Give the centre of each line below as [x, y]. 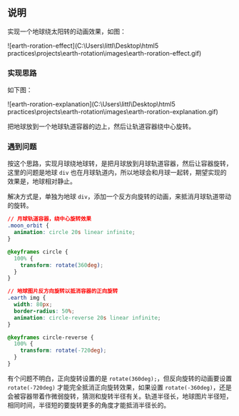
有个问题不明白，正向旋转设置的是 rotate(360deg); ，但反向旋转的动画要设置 [120, 378]
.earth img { [27, 298]
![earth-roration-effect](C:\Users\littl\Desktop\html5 [83, 46]
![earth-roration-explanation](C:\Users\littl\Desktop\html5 [92, 104]
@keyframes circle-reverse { [51, 338]
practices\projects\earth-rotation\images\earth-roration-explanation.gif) [113, 112]
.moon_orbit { [29, 226]
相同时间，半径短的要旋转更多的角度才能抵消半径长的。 [88, 405]
